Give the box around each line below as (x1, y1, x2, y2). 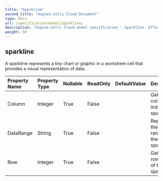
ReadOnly (87, 80, 111, 87)
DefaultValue (115, 80, 146, 87)
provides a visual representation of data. (5, 66, 86, 71)
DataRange (7, 130, 33, 136)
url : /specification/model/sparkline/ (5, 20, 83, 26)
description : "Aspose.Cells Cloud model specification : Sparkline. (5, 25, 147, 30)
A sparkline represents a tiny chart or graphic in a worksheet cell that (5, 60, 143, 66)
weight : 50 (5, 30, 27, 34)
